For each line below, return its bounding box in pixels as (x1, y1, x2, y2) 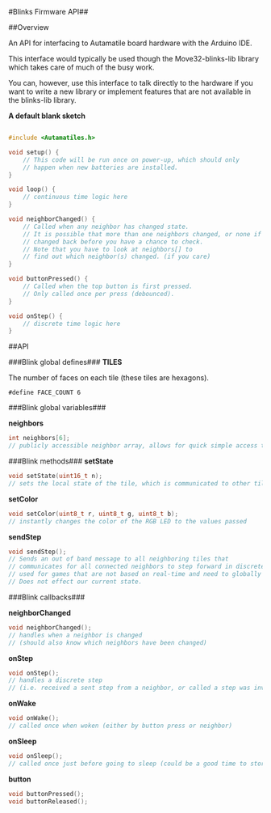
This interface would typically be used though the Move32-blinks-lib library (8, 54, 260, 63)
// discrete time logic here (23, 320, 121, 328)
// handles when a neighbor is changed (8, 631, 143, 639)
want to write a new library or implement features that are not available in (8, 87, 252, 96)
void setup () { (8, 148, 60, 156)
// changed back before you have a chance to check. (23, 238, 204, 246)
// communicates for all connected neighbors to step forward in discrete (8, 562, 265, 571)
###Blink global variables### (8, 403, 106, 413)
